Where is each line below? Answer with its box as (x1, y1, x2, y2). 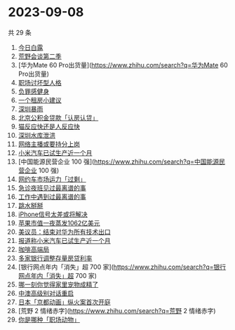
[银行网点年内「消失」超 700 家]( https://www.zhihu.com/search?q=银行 (18, 263, 227, 271)
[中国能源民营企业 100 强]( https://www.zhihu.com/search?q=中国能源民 (18, 157, 225, 166)
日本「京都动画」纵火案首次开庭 (18, 298, 111, 306)
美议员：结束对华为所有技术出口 (18, 227, 111, 236)
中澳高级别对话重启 (18, 289, 74, 297)
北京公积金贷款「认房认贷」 (18, 113, 99, 121)
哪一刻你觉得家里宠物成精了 (18, 280, 99, 289)
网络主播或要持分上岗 (18, 140, 80, 148)
